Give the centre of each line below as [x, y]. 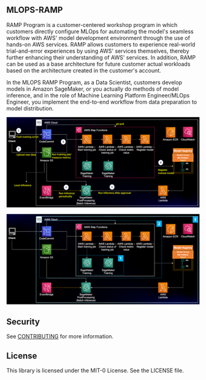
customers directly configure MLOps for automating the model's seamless [100, 31]
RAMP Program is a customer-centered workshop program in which [92, 25]
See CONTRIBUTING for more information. [60, 336]
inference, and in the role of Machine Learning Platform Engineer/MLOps [98, 95]
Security [23, 321]
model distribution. [30, 108]
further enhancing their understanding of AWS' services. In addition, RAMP [101, 57]
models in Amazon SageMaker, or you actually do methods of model [93, 89]
